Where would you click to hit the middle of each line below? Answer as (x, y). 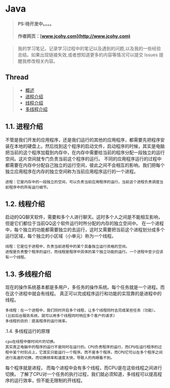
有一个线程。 (17, 257)
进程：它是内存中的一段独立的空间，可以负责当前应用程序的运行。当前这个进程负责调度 (82, 182)
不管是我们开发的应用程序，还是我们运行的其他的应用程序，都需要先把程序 (83, 140)
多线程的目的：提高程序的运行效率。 (37, 321)
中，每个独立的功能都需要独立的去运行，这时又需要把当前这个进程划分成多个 (85, 230)
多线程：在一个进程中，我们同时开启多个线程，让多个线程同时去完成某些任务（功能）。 (81, 311)
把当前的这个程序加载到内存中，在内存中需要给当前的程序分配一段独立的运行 (85, 152)
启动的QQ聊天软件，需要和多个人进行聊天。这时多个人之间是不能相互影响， (84, 217)
